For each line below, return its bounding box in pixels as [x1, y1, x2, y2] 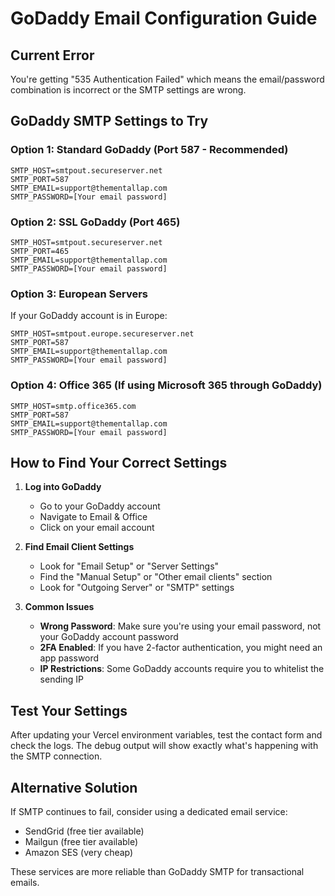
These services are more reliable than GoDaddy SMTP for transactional [10, 866, 305, 878]
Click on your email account [39, 522, 155, 534]
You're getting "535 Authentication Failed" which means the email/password [10, 73, 325, 85]
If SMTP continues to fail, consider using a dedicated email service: [10, 806, 288, 818]
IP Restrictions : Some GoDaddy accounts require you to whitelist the [39, 663, 325, 675]
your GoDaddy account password [39, 631, 179, 643]
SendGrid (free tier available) [24, 825, 145, 837]
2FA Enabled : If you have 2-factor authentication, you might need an [39, 642, 323, 654]
